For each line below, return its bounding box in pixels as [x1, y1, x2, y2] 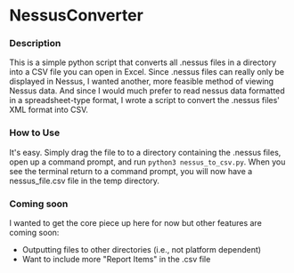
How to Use [9, 126, 61, 139]
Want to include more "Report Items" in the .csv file [21, 254, 211, 265]
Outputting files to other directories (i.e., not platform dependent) [21, 245, 261, 255]
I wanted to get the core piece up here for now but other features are [9, 218, 263, 229]
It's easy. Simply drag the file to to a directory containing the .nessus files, [9, 147, 282, 157]
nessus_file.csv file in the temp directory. [9, 175, 160, 186]
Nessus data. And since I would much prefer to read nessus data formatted [9, 85, 285, 96]
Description [9, 37, 61, 50]
